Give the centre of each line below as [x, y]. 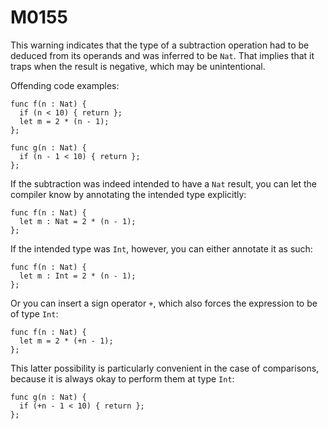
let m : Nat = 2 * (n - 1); [78, 221]
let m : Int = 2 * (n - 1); [78, 276]
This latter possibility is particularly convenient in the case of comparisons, [165, 368]
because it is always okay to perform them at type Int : [122, 378]
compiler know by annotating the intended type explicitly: [128, 194]
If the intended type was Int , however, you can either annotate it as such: [161, 248]
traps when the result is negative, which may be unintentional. [138, 66]
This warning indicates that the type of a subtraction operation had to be [160, 45]
